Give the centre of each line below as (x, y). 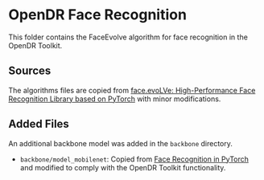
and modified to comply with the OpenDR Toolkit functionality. (123, 167)
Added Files (39, 124)
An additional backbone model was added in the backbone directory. (121, 143)
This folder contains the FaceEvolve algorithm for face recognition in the (128, 37)
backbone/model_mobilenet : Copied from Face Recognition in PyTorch (134, 159)
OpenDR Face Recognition (98, 15)
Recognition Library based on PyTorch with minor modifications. (115, 99)
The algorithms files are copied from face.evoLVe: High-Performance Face (132, 90)
